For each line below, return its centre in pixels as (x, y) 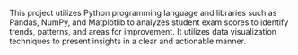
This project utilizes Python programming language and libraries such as (143, 13)
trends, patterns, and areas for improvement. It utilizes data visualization (143, 31)
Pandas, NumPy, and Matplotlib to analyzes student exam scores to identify (149, 22)
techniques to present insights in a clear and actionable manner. (128, 41)
